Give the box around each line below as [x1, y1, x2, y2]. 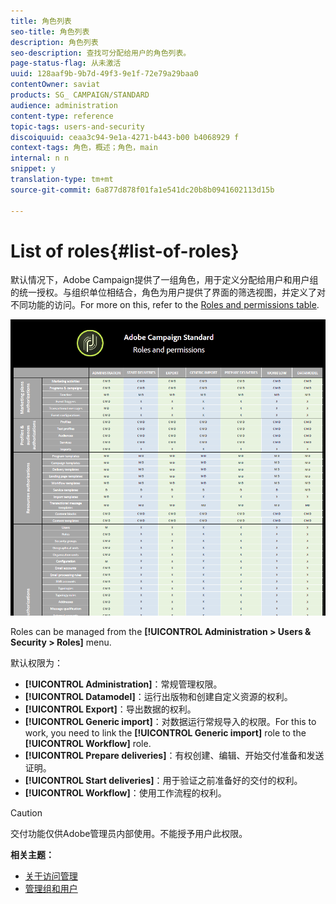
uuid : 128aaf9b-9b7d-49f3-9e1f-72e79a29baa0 [10, 69, 199, 79]
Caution [10, 807, 43, 819]
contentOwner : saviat [10, 80, 101, 90]
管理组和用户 [24, 883, 78, 895]
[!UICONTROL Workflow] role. [24, 738, 152, 750]
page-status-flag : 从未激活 [10, 58, 122, 69]
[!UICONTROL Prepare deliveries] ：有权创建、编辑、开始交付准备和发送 [24, 750, 325, 762]
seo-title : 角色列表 [10, 26, 90, 37]
